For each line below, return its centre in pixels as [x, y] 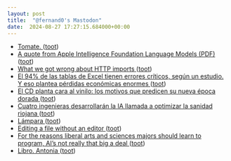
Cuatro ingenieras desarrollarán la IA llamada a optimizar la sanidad [115, 106]
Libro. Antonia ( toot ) [46, 150]
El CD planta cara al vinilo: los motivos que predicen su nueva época [117, 91]
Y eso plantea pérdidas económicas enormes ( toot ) [92, 84]
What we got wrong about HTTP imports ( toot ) [85, 69]
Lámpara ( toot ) [39, 121]
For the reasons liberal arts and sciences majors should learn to [109, 136]
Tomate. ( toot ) [38, 47]
